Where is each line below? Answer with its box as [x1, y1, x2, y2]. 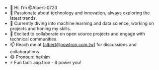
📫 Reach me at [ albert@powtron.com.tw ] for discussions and [9, 42, 137, 47]
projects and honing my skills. [9, 26, 71, 32]
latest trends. [9, 15, 37, 21]
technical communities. [9, 36, 58, 42]
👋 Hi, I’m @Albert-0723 [9, 5, 58, 10]
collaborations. [9, 49, 41, 54]
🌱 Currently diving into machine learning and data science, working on [9, 20, 154, 26]
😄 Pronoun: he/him [9, 54, 50, 60]
